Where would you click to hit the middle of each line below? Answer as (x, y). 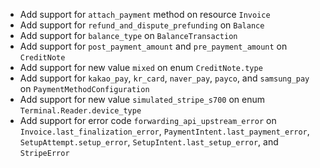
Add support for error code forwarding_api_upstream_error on (148, 120)
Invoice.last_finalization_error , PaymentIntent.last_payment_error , (164, 131)
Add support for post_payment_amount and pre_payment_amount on (153, 46)
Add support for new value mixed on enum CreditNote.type (141, 67)
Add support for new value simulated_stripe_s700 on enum (142, 99)
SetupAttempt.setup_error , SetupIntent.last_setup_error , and (149, 142)
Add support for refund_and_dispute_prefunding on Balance (142, 25)
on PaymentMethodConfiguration (84, 88)
